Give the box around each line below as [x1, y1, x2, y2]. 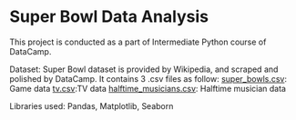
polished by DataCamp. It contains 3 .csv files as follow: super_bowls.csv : [9, 73, 288, 84]
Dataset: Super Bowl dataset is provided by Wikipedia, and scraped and [9, 64, 279, 75]
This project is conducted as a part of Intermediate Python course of [9, 36, 267, 47]
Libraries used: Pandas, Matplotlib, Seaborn [9, 100, 174, 111]
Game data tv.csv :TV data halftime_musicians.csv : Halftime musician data [9, 83, 287, 94]
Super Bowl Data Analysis [9, 6, 209, 27]
